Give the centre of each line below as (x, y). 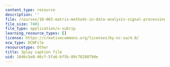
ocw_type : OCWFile (25, 43)
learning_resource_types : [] (36, 33)
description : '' (22, 15)
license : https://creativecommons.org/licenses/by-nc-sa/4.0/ (72, 38)
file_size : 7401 (22, 24)
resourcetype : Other (27, 47)
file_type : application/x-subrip (40, 29)
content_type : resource (30, 10)
